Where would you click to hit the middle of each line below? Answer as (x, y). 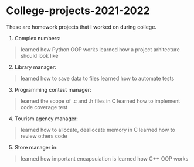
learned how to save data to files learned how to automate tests (97, 78)
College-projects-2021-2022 (78, 11)
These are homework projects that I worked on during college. (81, 27)
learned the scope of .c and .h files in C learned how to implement (100, 101)
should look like (39, 55)
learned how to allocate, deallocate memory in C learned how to (98, 130)
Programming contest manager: (53, 89)
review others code (44, 136)
